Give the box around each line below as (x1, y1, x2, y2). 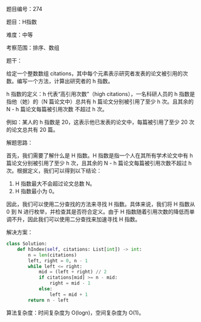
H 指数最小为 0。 (15, 188, 58, 194)
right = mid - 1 (49, 280, 91, 287)
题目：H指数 (6, 18, 38, 26)
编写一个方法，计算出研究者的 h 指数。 (16, 78, 114, 84)
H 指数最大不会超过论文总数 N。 (15, 180, 96, 187)
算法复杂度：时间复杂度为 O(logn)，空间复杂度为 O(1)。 (6, 309, 145, 316)
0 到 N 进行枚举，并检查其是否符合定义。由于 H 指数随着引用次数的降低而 (6, 208, 189, 215)
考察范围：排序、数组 (6, 44, 59, 51)
